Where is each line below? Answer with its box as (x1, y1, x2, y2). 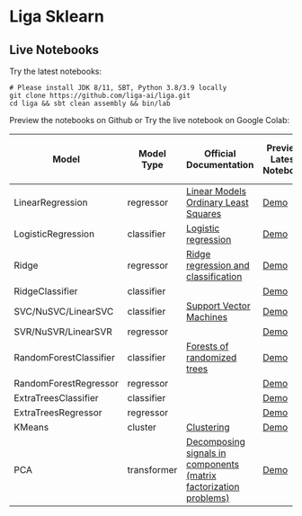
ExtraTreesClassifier (13, 392, 99, 404)
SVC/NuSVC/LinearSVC (13, 306, 114, 317)
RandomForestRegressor (13, 378, 120, 389)
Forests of (185, 340, 229, 352)
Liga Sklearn (9, 6, 105, 27)
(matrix (185, 469, 218, 482)
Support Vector (185, 299, 251, 312)
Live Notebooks (9, 42, 100, 58)
